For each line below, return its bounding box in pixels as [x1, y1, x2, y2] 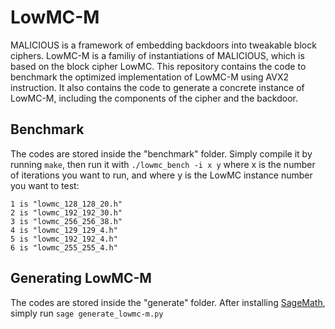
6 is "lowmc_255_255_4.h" [10, 242, 118, 253]
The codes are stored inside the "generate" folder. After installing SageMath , [10, 296, 326, 308]
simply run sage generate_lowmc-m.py [10, 307, 164, 319]
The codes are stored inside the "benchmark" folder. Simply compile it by [10, 147, 313, 160]
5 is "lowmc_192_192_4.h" [10, 234, 118, 244]
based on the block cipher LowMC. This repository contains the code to [10, 60, 307, 72]
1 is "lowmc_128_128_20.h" [10, 199, 123, 209]
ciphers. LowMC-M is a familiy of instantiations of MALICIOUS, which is [10, 49, 305, 61]
